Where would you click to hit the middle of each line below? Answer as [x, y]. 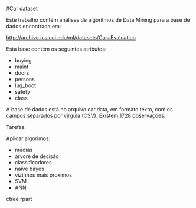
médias [24, 150]
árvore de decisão [37, 156]
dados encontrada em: [34, 26]
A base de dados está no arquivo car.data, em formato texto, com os [89, 109]
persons [25, 79]
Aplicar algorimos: [28, 138]
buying [23, 60]
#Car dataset [22, 9]
